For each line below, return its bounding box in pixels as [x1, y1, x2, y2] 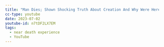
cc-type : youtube [5, 12, 41, 17]
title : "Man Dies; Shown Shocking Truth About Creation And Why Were [5, 7, 150, 12]
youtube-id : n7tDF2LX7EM [5, 21, 56, 26]
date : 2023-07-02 [5, 16, 41, 21]
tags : [5, 25, 16, 30]
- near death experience [9, 30, 60, 35]
